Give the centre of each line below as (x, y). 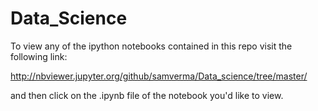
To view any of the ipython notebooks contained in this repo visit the (151, 46)
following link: (39, 56)
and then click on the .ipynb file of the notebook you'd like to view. (147, 95)
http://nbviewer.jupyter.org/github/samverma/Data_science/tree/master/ (159, 76)
